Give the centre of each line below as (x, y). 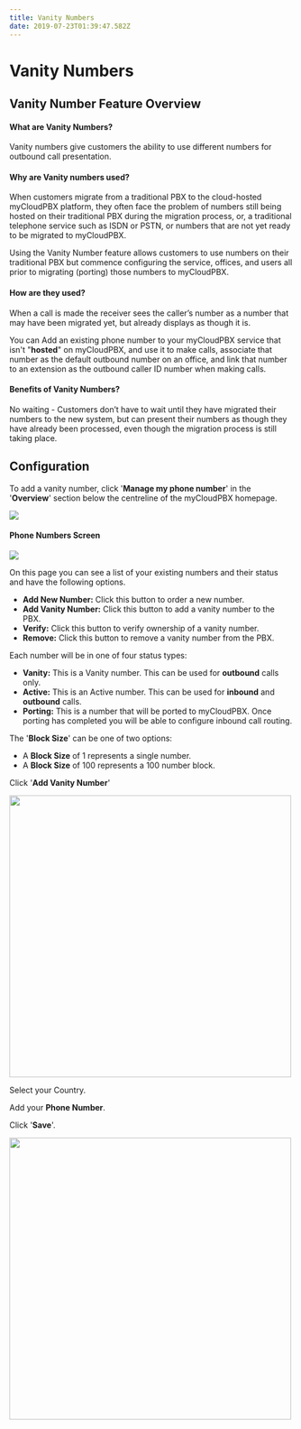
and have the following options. (68, 582)
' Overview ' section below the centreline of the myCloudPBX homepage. (143, 498)
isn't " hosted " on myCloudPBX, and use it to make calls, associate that (141, 349)
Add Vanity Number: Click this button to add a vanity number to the (148, 609)
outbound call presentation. (60, 157)
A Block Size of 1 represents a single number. (107, 755)
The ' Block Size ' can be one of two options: (91, 738)
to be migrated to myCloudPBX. (68, 235)
